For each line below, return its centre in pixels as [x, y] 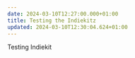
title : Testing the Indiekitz [52, 21]
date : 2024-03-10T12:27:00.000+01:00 [63, 14]
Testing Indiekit [30, 47]
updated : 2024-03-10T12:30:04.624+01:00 [68, 27]
